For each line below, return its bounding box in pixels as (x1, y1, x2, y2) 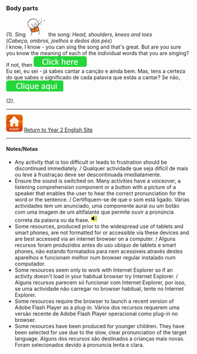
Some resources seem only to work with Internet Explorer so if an (14, 266, 173, 274)
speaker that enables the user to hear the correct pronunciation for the (14, 190, 186, 197)
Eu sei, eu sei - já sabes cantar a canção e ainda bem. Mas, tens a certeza (6, 68, 186, 75)
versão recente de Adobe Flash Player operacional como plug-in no (14, 310, 178, 317)
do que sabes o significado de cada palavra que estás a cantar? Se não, (6, 74, 181, 81)
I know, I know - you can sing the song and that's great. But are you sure (6, 43, 182, 50)
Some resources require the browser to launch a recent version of (14, 298, 174, 305)
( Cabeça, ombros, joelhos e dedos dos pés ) (6, 37, 113, 45)
